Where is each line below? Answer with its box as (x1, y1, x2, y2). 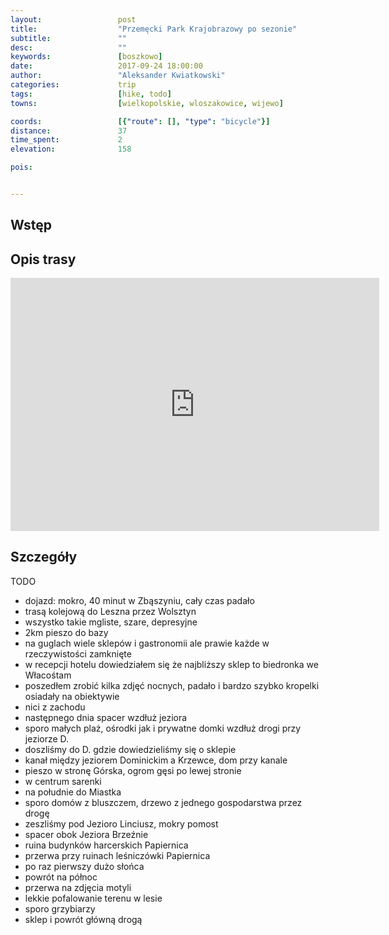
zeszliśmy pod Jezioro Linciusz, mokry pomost (24, 817, 219, 830)
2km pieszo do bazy (24, 626, 109, 638)
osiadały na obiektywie (24, 690, 120, 702)
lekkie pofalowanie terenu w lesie (24, 892, 163, 904)
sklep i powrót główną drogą (24, 913, 143, 925)
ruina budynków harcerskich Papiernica (24, 839, 189, 851)
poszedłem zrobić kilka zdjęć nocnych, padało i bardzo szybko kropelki (24, 679, 320, 691)
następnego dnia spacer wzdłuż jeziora (24, 711, 188, 723)
